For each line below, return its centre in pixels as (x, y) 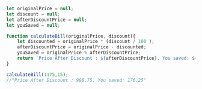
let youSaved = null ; (33, 25)
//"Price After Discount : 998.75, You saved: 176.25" (76, 80)
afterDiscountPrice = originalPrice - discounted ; (82, 47)
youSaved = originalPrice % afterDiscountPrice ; (79, 53)
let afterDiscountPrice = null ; (47, 20)
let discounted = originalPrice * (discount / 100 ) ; (86, 42)
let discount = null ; (33, 14)
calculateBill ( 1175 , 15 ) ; (37, 75)
